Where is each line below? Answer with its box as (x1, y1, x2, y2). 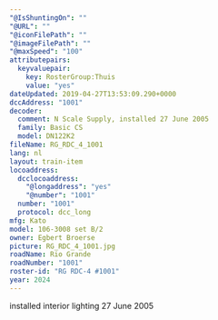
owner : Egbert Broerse (9, 233, 95, 242)
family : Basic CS (17, 124, 84, 133)
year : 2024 (9, 275, 51, 285)
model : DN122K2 (17, 132, 75, 141)
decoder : (9, 106, 43, 115)
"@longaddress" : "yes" (25, 183, 112, 192)
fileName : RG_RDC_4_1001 (9, 140, 104, 149)
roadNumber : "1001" (9, 258, 84, 268)
